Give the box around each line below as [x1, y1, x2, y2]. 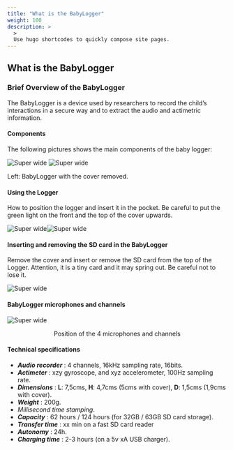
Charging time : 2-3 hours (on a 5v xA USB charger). [17, 435, 170, 443]
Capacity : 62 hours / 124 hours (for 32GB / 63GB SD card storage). [17, 412, 214, 421]
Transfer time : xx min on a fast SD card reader [17, 420, 154, 428]
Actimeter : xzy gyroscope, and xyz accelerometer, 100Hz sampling [17, 368, 213, 377]
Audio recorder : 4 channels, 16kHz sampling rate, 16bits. [17, 361, 183, 369]
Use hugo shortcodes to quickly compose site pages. [13, 36, 170, 43]
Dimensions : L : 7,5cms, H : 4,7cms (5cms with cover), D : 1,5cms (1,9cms [17, 383, 227, 391]
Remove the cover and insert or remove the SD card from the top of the [7, 256, 213, 264]
